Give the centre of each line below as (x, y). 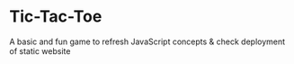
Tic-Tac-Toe (56, 17)
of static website (40, 50)
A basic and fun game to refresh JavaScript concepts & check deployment (147, 41)
